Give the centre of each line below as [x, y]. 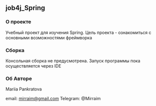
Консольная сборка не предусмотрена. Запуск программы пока [73, 61]
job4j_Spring [25, 8]
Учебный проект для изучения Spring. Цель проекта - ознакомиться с [78, 32]
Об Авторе [19, 78]
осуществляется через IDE [33, 66]
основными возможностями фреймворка [49, 37]
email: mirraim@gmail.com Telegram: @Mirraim [53, 99]
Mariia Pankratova [24, 89]
